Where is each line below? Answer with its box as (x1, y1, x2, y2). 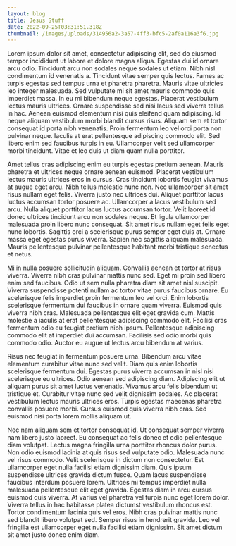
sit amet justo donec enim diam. (7, 531, 100, 539)
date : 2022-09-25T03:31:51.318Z (7, 23, 102, 30)
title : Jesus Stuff (7, 17, 65, 24)
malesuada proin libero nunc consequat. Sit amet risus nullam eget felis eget (7, 220, 230, 229)
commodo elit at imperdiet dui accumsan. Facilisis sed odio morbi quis (7, 331, 211, 340)
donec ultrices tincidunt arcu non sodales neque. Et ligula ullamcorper (7, 213, 211, 221)
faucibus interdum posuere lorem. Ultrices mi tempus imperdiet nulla (7, 478, 206, 487)
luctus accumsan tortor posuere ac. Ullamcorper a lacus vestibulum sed (7, 198, 216, 206)
